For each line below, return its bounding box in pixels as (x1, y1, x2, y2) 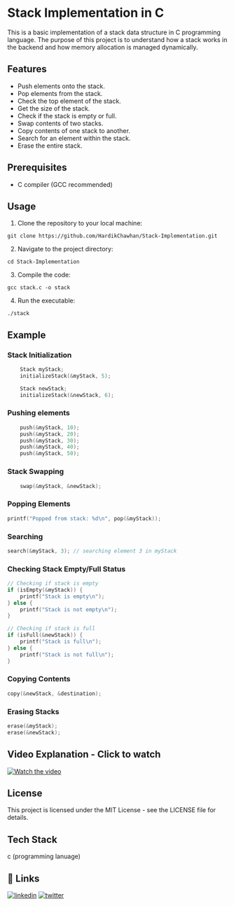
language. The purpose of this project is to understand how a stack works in (7, 35, 228, 43)
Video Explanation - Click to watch (7, 748, 161, 760)
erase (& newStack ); (7, 729, 61, 736)
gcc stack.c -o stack (7, 284, 71, 291)
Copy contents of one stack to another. (17, 126, 131, 134)
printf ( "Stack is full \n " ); (20, 639, 102, 646)
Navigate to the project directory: (17, 245, 113, 253)
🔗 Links (7, 872, 40, 884)
